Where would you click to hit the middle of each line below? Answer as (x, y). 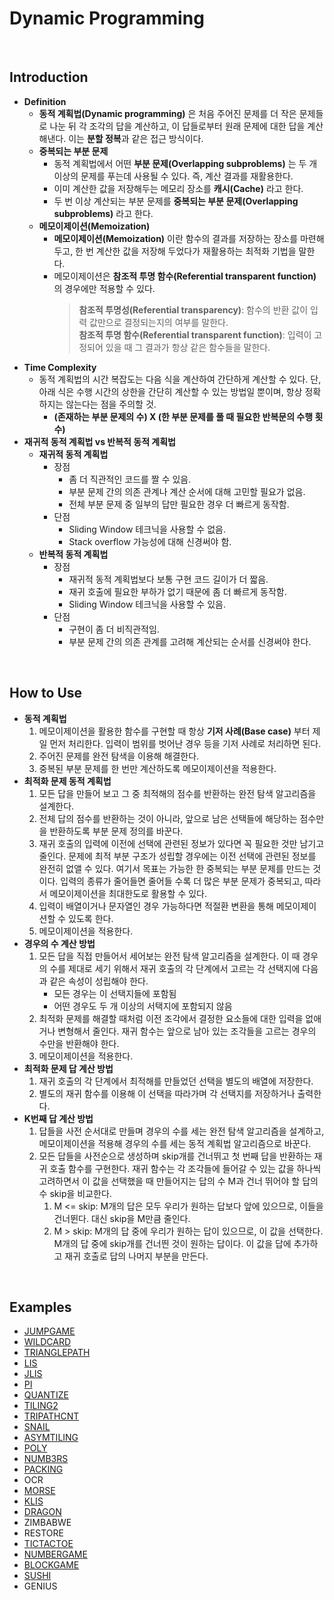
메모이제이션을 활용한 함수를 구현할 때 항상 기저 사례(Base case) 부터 (174, 731)
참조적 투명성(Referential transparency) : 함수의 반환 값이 (193, 309)
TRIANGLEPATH (57, 1353)
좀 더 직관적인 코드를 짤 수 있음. (130, 479)
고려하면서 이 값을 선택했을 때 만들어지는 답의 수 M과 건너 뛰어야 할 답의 (178, 1181)
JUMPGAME (49, 1331)
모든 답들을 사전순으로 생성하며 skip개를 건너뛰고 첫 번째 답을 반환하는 (175, 1156)
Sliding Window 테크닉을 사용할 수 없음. (147, 529)
